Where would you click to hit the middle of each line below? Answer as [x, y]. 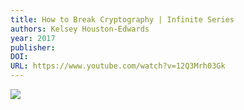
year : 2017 [33, 38]
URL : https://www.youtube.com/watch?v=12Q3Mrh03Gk [118, 66]
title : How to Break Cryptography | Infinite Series [122, 19]
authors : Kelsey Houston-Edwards [80, 29]
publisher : [33, 47]
